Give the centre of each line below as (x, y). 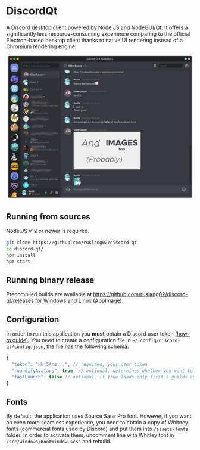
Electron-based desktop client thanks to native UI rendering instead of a (95, 40)
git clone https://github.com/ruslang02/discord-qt (71, 243)
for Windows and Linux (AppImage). (79, 301)
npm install (21, 255)
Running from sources (48, 217)
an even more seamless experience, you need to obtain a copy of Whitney (97, 423)
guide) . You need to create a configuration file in (71, 340)
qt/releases (20, 301)
